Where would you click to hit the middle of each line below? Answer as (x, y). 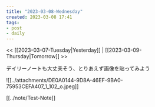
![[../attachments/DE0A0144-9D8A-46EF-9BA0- (65, 81)
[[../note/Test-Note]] (31, 98)
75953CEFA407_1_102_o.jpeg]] (42, 86)
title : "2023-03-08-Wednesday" (44, 11)
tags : (13, 22)
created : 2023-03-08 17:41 (39, 17)
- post (14, 28)
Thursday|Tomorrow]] (33, 56)
